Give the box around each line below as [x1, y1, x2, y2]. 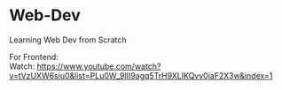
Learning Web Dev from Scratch [9, 34, 127, 45]
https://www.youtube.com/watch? [36, 61, 161, 71]
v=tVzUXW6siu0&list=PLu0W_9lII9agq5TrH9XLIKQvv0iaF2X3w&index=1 [9, 70, 273, 80]
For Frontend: [9, 51, 59, 62]
